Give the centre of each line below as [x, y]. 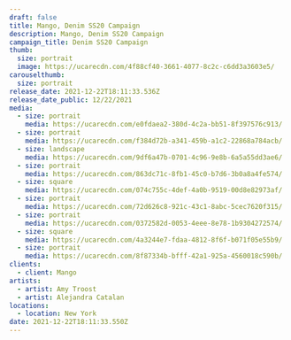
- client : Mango [47, 273]
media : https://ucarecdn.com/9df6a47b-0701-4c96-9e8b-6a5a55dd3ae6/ [154, 157]
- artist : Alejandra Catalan [71, 297]
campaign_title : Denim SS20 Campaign [79, 42]
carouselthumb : [37, 75]
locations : [29, 305]
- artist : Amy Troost [57, 289]
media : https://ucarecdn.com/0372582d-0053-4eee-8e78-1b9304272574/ [154, 223]
